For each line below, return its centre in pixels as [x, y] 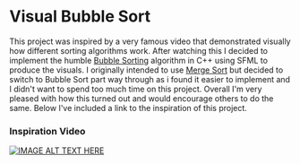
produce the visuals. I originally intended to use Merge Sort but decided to [146, 70]
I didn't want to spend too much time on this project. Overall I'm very [136, 89]
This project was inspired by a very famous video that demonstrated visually [150, 41]
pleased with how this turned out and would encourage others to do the [141, 98]
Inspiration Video [47, 131]
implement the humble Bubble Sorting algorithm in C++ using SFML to [139, 60]
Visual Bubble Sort [80, 17]
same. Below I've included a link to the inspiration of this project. [129, 108]
